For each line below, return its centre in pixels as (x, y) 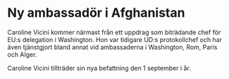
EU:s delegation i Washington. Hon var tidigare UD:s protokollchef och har (115, 39)
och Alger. (22, 55)
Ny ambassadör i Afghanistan (96, 13)
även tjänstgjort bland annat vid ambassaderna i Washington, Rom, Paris (112, 47)
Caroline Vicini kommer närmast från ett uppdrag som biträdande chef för (114, 32)
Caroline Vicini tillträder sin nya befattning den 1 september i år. (99, 68)
